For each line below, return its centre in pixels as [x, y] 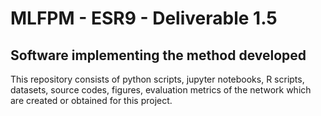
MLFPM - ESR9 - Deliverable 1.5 [144, 18]
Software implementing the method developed [158, 55]
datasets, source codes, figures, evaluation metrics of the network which [161, 90]
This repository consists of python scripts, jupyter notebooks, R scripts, [157, 79]
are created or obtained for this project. [91, 100]
